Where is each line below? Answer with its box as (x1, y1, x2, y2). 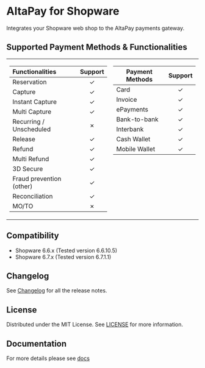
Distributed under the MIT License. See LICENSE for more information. (6, 321, 184, 328)
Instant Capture (12, 97, 57, 106)
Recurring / (12, 117, 45, 126)
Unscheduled (12, 125, 51, 133)
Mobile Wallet (116, 144, 156, 153)
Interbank (116, 125, 144, 133)
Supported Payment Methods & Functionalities (6, 42, 188, 52)
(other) (12, 182, 33, 190)
